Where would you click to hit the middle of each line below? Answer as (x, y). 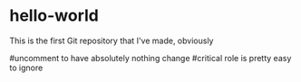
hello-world (54, 16)
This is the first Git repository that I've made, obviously (112, 41)
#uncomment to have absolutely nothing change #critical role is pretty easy (150, 58)
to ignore (26, 68)
